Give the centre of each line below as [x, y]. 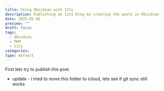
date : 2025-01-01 [23, 19]
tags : [11, 32]
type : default [20, 55]
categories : [17, 51]
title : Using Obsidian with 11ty [39, 10]
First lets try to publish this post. [38, 69]
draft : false [18, 28]
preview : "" [17, 23]
